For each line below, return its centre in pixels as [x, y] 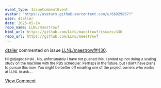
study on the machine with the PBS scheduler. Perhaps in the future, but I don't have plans [80, 63]
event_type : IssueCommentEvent [37, 9]
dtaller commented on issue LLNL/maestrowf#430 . [56, 50]
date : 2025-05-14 [23, 23]
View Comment [20, 81]
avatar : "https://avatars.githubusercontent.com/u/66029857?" [69, 14]
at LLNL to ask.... [19, 72]
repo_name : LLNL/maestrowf [32, 28]
